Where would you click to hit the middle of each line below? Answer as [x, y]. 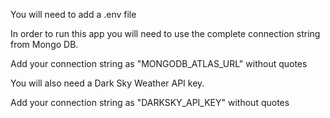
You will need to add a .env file [73, 14]
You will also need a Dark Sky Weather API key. [107, 83]
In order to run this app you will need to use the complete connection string [165, 33]
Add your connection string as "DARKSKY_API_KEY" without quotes [150, 102]
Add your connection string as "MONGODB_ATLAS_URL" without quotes [159, 63]
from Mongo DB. [44, 44]
